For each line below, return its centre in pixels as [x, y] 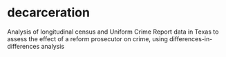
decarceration [48, 13]
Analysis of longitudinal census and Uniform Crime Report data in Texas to [113, 32]
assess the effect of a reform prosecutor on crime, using [87, 38]
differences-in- [191, 38]
